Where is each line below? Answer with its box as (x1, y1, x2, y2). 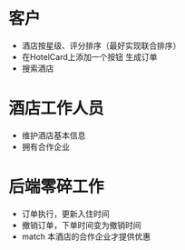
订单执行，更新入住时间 (21, 208, 110, 219)
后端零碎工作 (8, 176, 105, 197)
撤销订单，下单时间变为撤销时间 (21, 219, 141, 230)
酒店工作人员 (8, 98, 105, 119)
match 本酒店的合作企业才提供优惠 (21, 231, 151, 242)
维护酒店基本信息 (21, 129, 86, 141)
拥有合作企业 (21, 141, 70, 152)
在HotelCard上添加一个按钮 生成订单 (21, 51, 158, 62)
